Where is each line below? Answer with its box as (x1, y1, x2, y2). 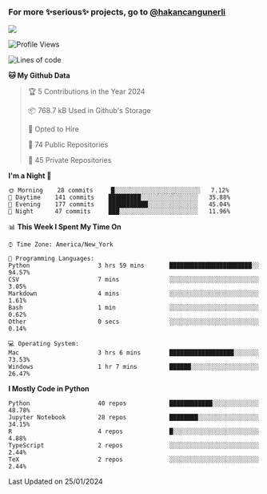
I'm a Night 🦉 (8, 171, 52, 180)
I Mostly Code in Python (8, 384, 90, 394)
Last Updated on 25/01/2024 (8, 476, 104, 487)
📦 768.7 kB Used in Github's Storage (27, 106, 152, 115)
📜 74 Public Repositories (27, 140, 109, 150)
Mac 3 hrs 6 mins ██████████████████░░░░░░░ (8, 349, 260, 357)
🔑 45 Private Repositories (27, 156, 112, 165)
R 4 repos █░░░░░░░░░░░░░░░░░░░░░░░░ (8, 427, 260, 435)
